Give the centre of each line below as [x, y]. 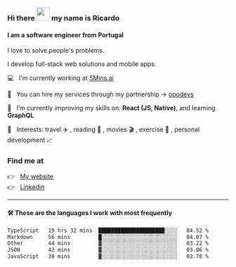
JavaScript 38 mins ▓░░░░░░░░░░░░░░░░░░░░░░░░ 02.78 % [108, 256]
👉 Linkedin [26, 187]
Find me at [26, 161]
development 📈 [30, 140]
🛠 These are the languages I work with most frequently [90, 213]
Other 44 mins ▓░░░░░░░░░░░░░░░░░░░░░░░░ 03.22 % [108, 243]
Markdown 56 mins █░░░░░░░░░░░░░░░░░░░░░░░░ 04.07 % [108, 237]
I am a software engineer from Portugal [66, 34]
